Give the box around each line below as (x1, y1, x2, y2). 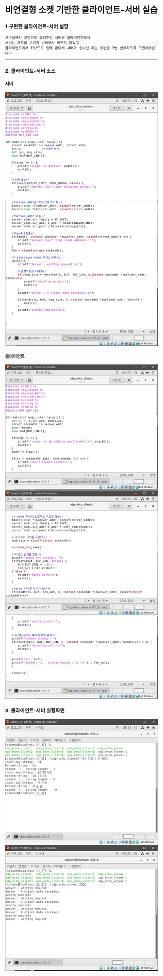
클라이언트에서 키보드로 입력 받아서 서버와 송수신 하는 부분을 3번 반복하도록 (5, 46, 137, 51)
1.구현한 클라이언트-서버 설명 (5, 23, 69, 30)
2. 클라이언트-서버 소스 (5, 68, 56, 75)
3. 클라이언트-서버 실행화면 (5, 707, 65, 714)
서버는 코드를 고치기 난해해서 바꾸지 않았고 (5, 40, 79, 45)
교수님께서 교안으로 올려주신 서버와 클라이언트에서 (5, 35, 91, 40)
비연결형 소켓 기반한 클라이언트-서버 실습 (5, 4, 158, 16)
